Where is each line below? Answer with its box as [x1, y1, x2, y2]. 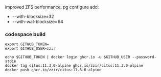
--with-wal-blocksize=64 [12, 19, 64, 24]
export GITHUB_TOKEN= [5, 42, 49, 47]
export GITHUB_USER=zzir [5, 46, 56, 51]
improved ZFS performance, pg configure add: [5, 4, 99, 10]
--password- [132, 55, 157, 60]
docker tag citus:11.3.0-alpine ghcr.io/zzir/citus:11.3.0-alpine [5, 63, 143, 68]
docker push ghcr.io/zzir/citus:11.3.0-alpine [5, 68, 102, 73]
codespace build [5, 31, 46, 38]
